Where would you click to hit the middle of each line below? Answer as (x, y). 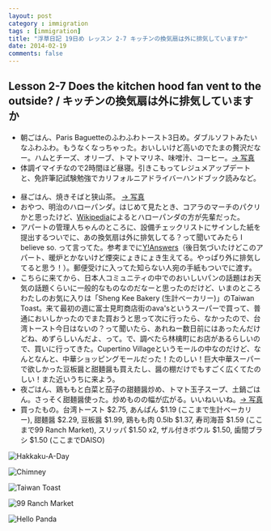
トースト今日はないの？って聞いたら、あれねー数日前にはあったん (137, 328)
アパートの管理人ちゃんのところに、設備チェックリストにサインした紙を (140, 227)
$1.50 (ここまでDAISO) (67, 439)
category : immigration (49, 24)
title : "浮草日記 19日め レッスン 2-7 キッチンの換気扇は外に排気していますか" (128, 39)
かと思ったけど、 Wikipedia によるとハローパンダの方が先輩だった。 (132, 216)
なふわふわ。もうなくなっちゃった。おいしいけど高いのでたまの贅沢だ (137, 148)
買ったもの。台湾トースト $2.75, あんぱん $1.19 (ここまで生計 (122, 409)
